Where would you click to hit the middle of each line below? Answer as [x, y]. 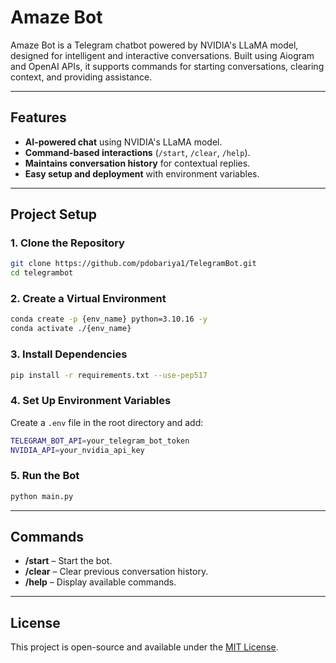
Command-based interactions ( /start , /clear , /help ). [137, 152]
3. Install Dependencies [69, 354]
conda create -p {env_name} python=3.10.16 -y [109, 319]
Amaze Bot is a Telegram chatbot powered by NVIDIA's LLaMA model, [154, 45]
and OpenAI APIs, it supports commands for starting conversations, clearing [167, 66]
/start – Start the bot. [68, 561]
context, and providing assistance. [81, 77]
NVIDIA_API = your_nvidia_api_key [77, 450]
